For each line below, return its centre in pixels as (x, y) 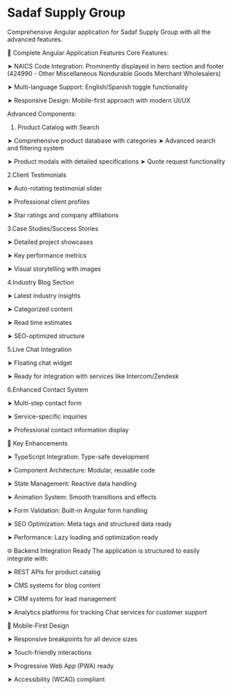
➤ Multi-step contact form (44, 402)
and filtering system (36, 148)
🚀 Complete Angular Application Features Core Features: (88, 53)
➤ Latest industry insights (44, 295)
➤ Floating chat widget (40, 362)
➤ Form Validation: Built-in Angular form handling (77, 510)
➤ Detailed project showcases (50, 242)
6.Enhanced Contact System (48, 389)
